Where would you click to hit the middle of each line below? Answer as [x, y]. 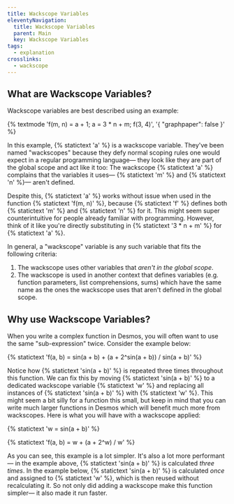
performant [208, 456]
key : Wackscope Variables [51, 40]
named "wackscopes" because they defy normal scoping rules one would [114, 153]
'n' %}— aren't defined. [41, 182]
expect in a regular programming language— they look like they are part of [115, 160]
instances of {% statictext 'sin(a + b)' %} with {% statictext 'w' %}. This [110, 393]
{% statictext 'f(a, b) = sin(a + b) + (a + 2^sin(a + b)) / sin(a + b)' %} [105, 357]
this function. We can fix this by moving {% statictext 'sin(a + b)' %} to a [111, 378]
